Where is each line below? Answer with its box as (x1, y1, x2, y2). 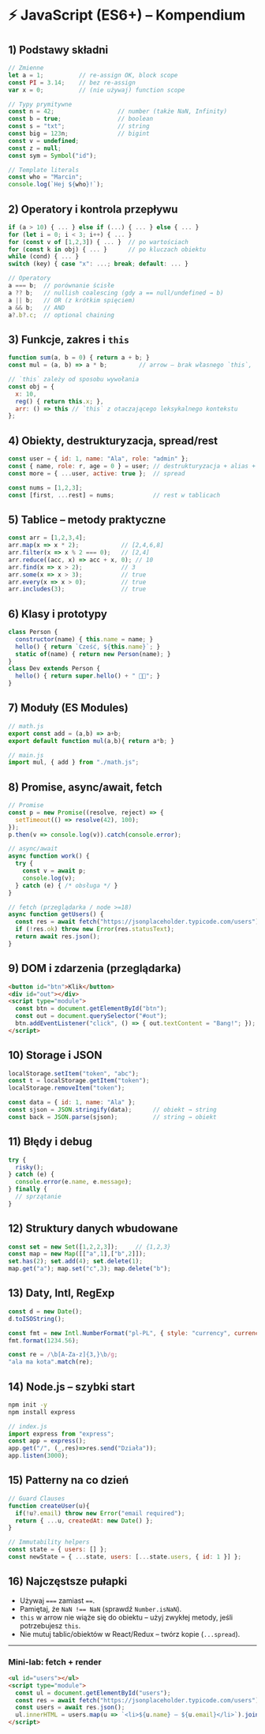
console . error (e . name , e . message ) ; (15, 1178, 132, 1186)
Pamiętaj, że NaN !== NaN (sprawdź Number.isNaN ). (19, 1604, 182, 1613)
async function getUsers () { (8, 910, 104, 918)
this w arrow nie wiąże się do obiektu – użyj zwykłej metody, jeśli (19, 1612, 233, 1622)
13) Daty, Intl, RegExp (8, 1286, 115, 1300)
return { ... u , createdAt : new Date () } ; (15, 1517, 154, 1525)
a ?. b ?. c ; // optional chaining (8, 311, 114, 319)
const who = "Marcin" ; (8, 173, 83, 182)
